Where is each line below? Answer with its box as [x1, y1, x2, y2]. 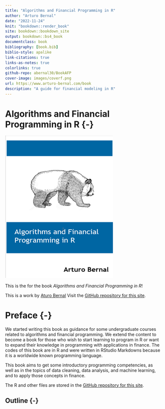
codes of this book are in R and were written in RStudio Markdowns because [5, 347, 161, 353]
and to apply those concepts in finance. [5, 372, 86, 378]
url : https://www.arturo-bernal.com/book [5, 81, 92, 86]
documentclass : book [5, 40, 48, 45]
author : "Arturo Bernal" [5, 13, 56, 18]
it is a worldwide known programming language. [5, 352, 103, 358]
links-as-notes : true [5, 60, 50, 65]
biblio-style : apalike [5, 50, 52, 54]
